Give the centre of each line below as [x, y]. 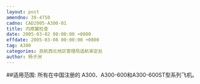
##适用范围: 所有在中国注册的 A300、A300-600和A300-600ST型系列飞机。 [102, 75]
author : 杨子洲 [24, 57]
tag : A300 [19, 46]
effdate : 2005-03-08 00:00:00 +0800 [53, 40]
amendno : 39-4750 [28, 18]
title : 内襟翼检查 [27, 29]
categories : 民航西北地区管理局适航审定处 [55, 51]
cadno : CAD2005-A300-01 [37, 23]
